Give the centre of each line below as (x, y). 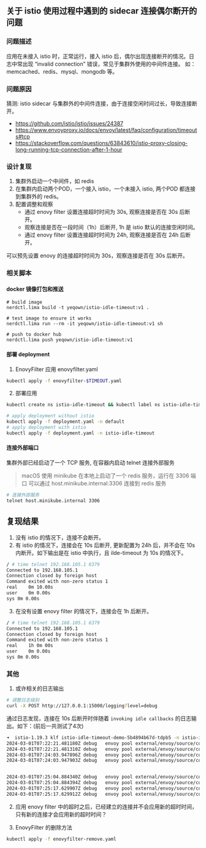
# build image (25, 302)
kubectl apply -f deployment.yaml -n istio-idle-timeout (81, 433)
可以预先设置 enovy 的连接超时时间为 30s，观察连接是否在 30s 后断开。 (97, 256)
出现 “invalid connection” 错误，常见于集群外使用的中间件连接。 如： (109, 64)
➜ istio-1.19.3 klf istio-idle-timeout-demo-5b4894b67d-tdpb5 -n (93, 737)
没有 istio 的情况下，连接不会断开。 (59, 537)
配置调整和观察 (34, 204)
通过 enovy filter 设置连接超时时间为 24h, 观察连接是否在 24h (101, 235)
